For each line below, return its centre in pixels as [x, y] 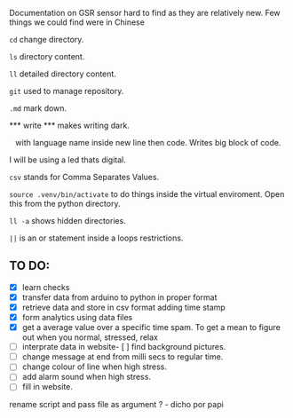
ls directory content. [47, 56]
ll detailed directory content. [63, 74]
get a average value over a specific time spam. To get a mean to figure [151, 327]
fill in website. [48, 387]
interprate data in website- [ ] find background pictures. [124, 347]
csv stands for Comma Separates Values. [84, 177]
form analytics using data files [77, 317]
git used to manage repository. [67, 91]
